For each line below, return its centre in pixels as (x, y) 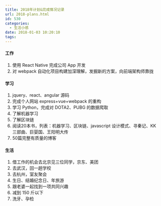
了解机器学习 (25, 114)
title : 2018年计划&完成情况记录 (35, 10)
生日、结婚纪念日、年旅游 (38, 180)
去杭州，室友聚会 (29, 174)
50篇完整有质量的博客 (34, 138)
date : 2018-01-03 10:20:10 (33, 32)
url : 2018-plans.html (27, 14)
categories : (17, 23)
